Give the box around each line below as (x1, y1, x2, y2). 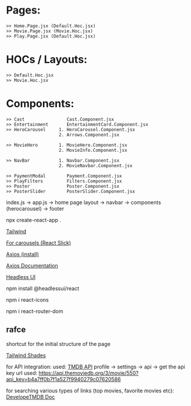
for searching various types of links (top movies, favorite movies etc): (6, 387, 175, 394)
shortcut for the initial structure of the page (6, 340, 110, 347)
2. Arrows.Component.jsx (58, 132, 119, 138)
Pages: (6, 4, 41, 17)
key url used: (6, 369, 38, 377)
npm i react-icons (6, 296, 49, 303)
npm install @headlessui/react (6, 285, 79, 292)
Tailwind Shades (6, 351, 46, 359)
